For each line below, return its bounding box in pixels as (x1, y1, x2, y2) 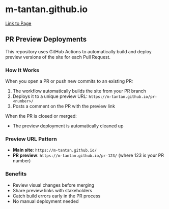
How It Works (5, 66, 40, 74)
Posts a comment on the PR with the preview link (12, 103, 116, 110)
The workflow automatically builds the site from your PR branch (12, 88, 147, 94)
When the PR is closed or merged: (5, 113, 77, 119)
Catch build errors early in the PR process (12, 193, 101, 199)
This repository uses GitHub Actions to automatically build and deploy (5, 48, 152, 54)
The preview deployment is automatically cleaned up (12, 123, 124, 129)
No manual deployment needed (12, 198, 79, 204)
